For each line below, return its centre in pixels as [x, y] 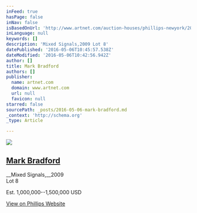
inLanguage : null [27, 33]
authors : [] [21, 72]
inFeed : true [22, 11]
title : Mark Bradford [33, 66]
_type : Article [25, 121]
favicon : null [28, 99]
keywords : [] [22, 39]
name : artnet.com [33, 83]
